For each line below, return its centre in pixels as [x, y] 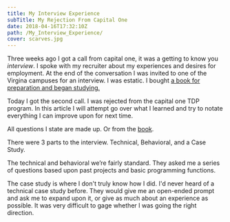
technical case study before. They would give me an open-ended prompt [111, 191]
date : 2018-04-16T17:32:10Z [48, 26]
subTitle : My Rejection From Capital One [67, 20]
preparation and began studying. [54, 88]
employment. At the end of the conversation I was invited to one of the [107, 74]
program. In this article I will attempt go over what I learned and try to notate [115, 109]
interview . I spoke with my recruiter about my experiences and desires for [112, 66]
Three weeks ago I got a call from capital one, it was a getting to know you [113, 58]
